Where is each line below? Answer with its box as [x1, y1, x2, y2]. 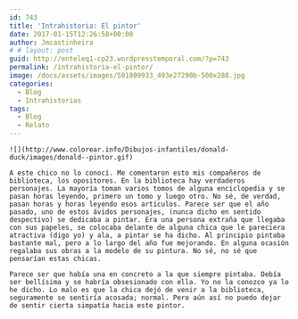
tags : [9, 104, 29, 113]
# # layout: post [9, 46, 74, 55]
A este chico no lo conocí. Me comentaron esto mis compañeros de [9, 168, 261, 177]
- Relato [17, 121, 50, 130]
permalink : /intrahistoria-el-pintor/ [9, 63, 153, 72]
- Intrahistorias [17, 95, 82, 105]
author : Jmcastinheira [9, 37, 94, 47]
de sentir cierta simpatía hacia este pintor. [9, 301, 186, 310]
